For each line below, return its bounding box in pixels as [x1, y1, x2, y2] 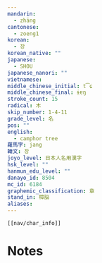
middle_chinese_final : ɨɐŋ [7, 89, 87, 96]
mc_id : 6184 [7, 181, 42, 188]
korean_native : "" [7, 50, 61, 57]
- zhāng [13, 17, 37, 24]
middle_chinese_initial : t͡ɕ [7, 82, 93, 90]
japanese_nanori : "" [7, 69, 68, 76]
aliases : [7, 200, 33, 208]
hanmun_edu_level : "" [7, 167, 71, 175]
